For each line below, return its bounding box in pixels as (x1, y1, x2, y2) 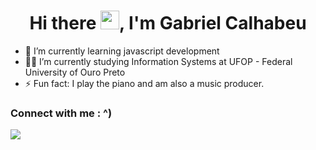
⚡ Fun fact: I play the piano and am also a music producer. (24, 77, 265, 89)
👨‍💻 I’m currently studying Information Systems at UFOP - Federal (24, 55, 293, 67)
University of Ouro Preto (24, 66, 126, 78)
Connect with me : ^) (10, 106, 113, 120)
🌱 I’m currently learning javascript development (24, 45, 220, 57)
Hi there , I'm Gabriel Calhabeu (29, 12, 307, 35)
